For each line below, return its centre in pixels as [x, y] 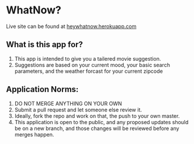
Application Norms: [42, 89]
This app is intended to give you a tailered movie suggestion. [88, 58]
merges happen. [34, 134]
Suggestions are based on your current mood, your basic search [92, 65]
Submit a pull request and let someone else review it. [78, 110]
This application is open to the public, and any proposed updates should [101, 122]
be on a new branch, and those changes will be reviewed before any [97, 128]
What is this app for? [45, 45]
